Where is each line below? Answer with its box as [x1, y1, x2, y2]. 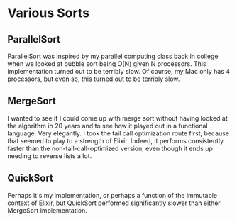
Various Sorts [7, 5, 90, 21]
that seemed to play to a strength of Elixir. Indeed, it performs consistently [7, 136, 224, 145]
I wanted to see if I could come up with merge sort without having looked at [7, 113, 228, 122]
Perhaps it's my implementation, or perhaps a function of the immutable [7, 191, 218, 199]
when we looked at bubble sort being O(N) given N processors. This [7, 60, 207, 68]
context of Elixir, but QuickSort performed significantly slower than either [7, 199, 221, 207]
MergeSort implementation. [7, 206, 87, 214]
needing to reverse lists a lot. [7, 151, 92, 160]
